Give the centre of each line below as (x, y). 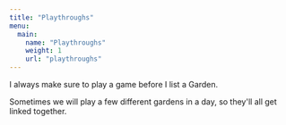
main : (28, 34)
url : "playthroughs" (64, 59)
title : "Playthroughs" (52, 17)
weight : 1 (44, 51)
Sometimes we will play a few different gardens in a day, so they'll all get (143, 102)
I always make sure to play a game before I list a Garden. (114, 84)
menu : (19, 26)
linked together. (38, 111)
